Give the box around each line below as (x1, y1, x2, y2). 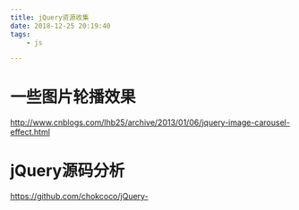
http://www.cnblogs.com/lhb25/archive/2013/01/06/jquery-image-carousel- (10, 117, 290, 128)
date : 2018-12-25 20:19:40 (10, 21, 111, 30)
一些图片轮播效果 (10, 87, 137, 107)
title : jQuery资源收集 (10, 13, 90, 22)
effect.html (10, 127, 50, 138)
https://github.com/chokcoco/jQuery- (10, 191, 149, 202)
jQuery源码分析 (10, 161, 125, 181)
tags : (10, 29, 30, 38)
